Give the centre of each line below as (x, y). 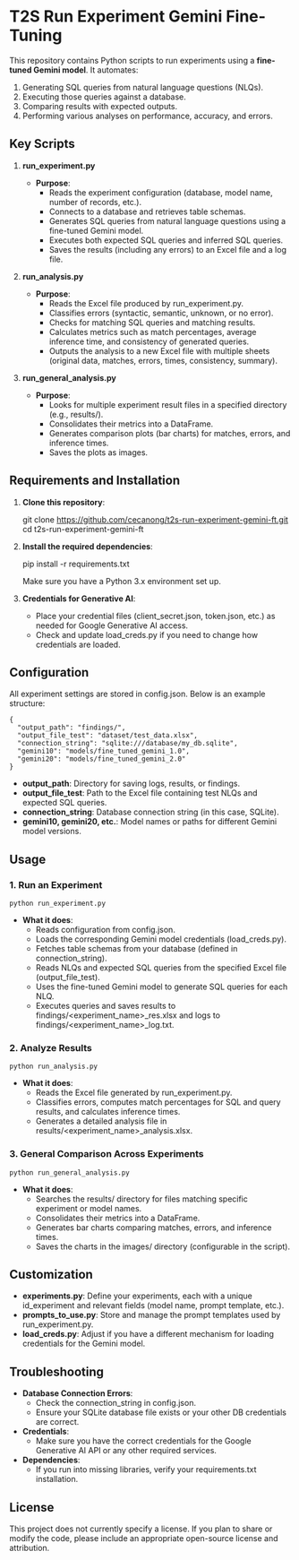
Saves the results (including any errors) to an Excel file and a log (167, 249)
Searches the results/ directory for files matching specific (142, 1199)
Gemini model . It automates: (86, 70)
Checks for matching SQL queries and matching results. (152, 322)
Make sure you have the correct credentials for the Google (144, 1441)
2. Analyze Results (51, 1047)
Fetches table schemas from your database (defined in (137, 949)
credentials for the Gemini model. (84, 1344)
